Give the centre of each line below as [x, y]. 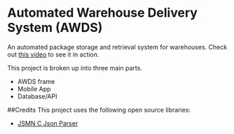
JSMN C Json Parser [48, 123]
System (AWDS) [55, 28]
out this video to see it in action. [53, 54]
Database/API [37, 96]
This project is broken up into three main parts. [75, 68]
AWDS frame [36, 81]
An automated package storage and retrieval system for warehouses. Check [117, 47]
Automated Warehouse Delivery [103, 13]
